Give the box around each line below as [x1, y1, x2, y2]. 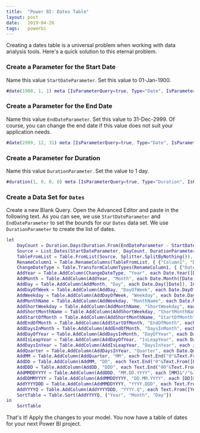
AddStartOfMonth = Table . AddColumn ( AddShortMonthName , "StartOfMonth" [17, 314, 196, 320]
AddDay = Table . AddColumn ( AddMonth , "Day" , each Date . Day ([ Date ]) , [17, 281, 188, 288]
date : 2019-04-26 [6, 20, 55, 26]
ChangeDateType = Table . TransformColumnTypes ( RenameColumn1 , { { [17, 264, 183, 271]
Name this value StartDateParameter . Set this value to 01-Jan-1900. [6, 76, 171, 83]
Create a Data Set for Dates [6, 193, 85, 201]
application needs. [6, 128, 52, 135]
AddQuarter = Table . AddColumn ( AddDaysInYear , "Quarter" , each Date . [17, 348, 190, 354]
